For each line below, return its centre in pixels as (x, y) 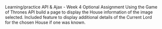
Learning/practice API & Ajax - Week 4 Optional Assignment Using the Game (81, 7)
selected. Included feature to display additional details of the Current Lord (79, 17)
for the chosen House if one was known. (45, 22)
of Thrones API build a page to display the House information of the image (79, 12)
